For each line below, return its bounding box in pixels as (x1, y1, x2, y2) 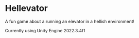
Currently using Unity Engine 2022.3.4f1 (5, 28, 86, 33)
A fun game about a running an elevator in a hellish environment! (5, 19, 135, 24)
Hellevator (5, 3, 48, 14)
